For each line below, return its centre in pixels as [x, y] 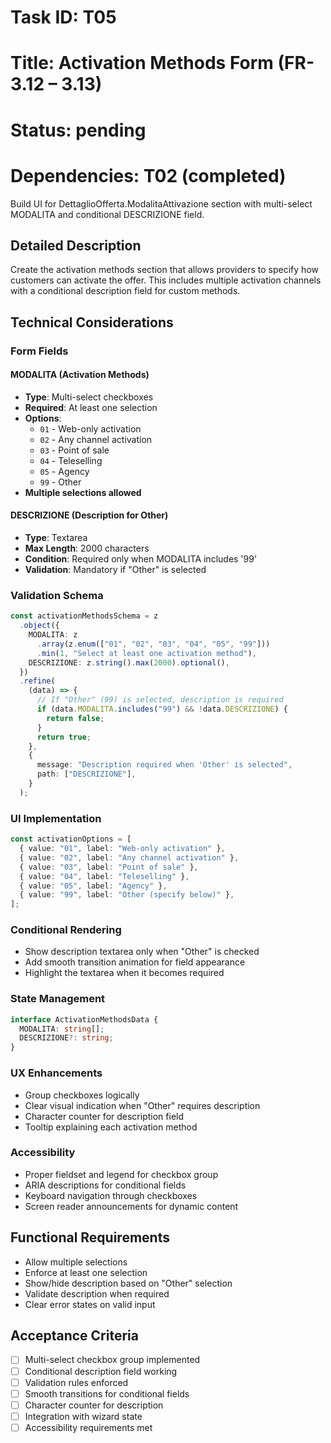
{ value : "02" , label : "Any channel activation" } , [129, 857]
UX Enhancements [56, 1073]
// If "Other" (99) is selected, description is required [160, 700]
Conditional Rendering [66, 930]
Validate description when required [97, 1293]
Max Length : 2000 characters [87, 548]
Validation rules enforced [76, 1382]
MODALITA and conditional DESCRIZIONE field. [107, 214]
